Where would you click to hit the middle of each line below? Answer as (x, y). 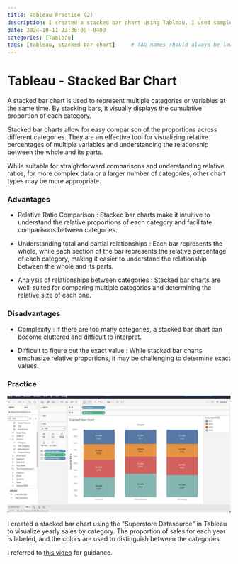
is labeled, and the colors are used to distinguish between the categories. (114, 538)
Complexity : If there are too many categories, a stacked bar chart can (120, 329)
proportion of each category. (50, 116)
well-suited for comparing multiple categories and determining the (114, 288)
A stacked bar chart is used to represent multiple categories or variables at (117, 101)
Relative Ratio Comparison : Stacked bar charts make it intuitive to (114, 215)
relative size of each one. (55, 295)
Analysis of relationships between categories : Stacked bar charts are (119, 280)
